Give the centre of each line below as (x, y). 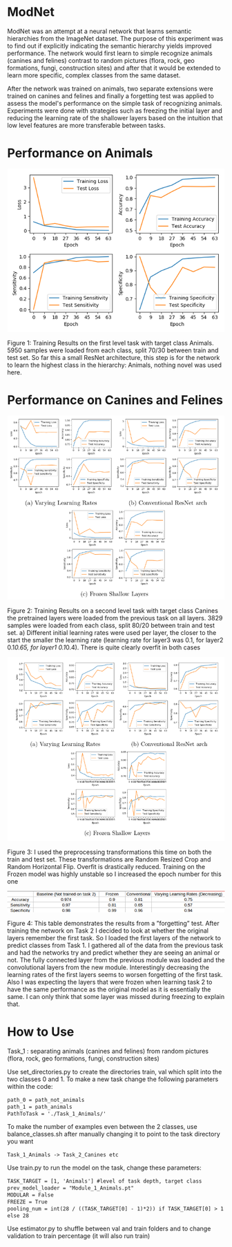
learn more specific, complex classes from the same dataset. (94, 75)
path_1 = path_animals (40, 1107)
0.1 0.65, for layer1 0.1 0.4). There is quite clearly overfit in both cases (104, 647)
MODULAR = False (30, 1195)
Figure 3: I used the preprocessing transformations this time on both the (109, 852)
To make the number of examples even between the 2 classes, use (103, 1127)
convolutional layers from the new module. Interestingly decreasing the (108, 967)
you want (20, 1141)
